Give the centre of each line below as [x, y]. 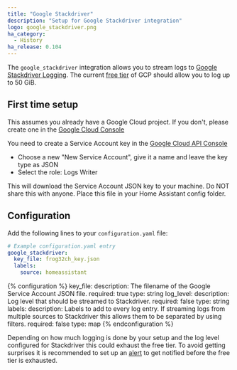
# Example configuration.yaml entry [61, 246]
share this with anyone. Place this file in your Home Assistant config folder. [117, 194]
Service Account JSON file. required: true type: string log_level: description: [118, 294]
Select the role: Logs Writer [57, 172]
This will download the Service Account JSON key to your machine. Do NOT [118, 186]
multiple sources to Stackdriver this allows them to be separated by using [115, 316]
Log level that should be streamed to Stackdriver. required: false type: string [118, 301]
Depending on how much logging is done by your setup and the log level [114, 338]
